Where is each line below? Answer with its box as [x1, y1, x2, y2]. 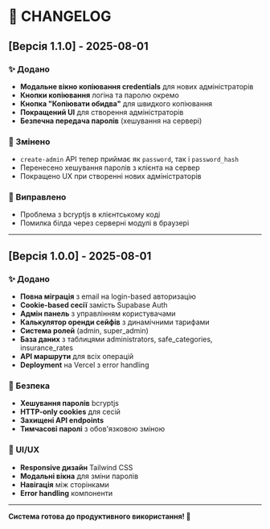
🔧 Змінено [8, 136, 51, 147]
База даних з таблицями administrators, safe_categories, [19, 334, 213, 345]
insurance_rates [19, 343, 74, 353]
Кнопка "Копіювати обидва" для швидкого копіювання [19, 98, 213, 108]
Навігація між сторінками [19, 479, 110, 490]
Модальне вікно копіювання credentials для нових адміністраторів [19, 81, 254, 91]
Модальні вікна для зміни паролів [19, 471, 139, 481]
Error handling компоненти [19, 488, 113, 498]
